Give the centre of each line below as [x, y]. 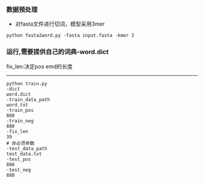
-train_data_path [28, 99]
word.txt [17, 105]
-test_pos [19, 159]
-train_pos [20, 110]
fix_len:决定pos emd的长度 [39, 66]
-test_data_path [27, 148]
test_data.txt [24, 154]
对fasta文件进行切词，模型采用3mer [60, 24]
